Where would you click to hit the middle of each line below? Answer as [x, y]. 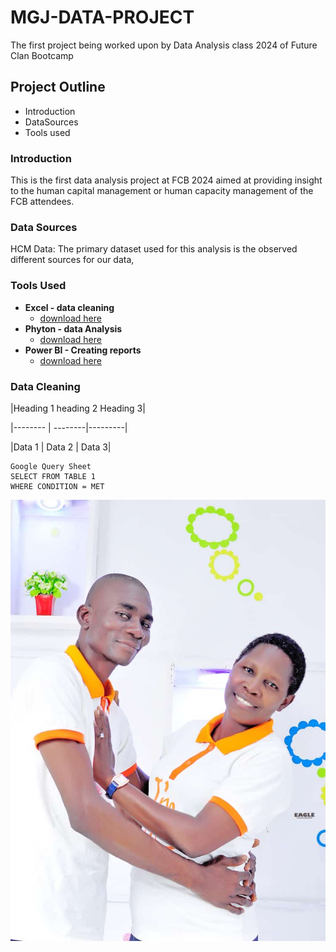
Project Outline [58, 87]
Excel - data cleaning [69, 307]
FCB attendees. [42, 202]
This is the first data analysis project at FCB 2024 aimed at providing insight [166, 180]
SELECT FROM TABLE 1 [53, 476]
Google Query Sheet [51, 466]
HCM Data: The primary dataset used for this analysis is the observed [154, 249]
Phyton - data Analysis [73, 328]
